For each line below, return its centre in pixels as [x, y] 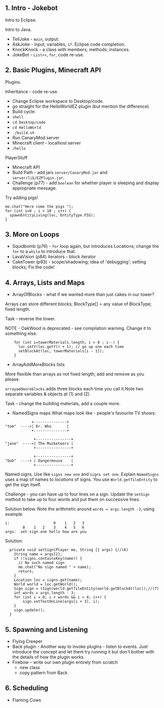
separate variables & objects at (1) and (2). [48, 394]
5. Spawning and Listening [47, 630]
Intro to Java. [18, 29]
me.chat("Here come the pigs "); [39, 206]
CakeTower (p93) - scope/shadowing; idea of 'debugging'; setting [79, 262]
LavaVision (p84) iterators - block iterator [54, 257]
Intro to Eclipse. [21, 20]
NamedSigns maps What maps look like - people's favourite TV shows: [84, 413]
